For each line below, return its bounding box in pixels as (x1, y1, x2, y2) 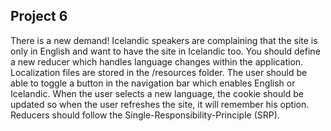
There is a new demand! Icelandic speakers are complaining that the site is (10, 34, 318, 46)
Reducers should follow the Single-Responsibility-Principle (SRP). (10, 109, 280, 121)
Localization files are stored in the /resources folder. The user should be (10, 66, 308, 78)
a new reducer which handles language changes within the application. (10, 55, 304, 68)
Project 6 (10, 8, 68, 25)
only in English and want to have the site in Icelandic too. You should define (10, 45, 321, 57)
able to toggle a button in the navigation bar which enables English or (10, 77, 296, 89)
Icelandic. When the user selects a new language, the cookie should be (10, 87, 304, 99)
